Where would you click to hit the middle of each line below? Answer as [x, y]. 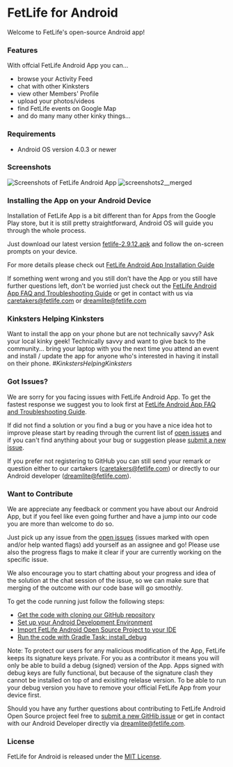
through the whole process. [47, 231]
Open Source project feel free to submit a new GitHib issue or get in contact [116, 716]
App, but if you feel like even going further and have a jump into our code [112, 517]
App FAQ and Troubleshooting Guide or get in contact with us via [100, 294]
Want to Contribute [40, 494]
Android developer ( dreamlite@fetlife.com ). [69, 476]
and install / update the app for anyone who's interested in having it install [113, 356]
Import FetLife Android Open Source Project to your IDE [97, 630]
